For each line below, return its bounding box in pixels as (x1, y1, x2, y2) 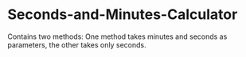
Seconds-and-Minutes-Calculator (7, 6, 238, 24)
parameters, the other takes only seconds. (7, 40, 146, 49)
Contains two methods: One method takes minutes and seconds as (7, 32, 228, 41)
